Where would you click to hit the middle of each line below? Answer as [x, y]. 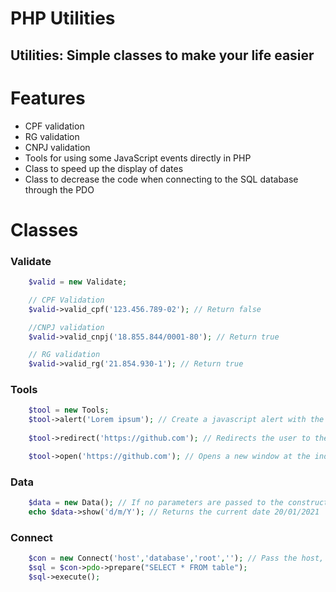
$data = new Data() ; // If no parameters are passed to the [156, 503]
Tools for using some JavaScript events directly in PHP [138, 158]
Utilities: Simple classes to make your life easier [162, 55]
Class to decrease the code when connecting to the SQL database [161, 179]
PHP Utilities [63, 18]
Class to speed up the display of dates [104, 168]
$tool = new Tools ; [69, 410]
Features [48, 98]
